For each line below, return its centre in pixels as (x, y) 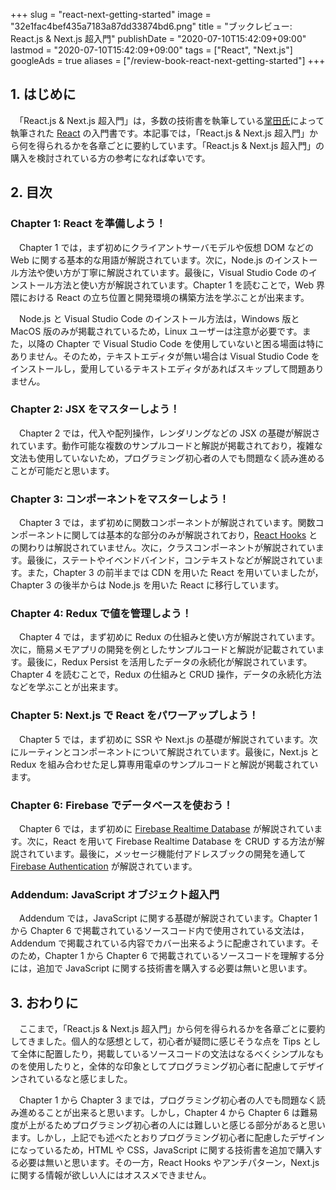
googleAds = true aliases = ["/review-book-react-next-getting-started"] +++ (168, 60)
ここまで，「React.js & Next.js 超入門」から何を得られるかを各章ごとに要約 (172, 1029)
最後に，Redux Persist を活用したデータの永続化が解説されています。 (169, 662)
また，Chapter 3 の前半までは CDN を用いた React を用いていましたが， (175, 573)
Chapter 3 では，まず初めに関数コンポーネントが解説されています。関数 (167, 523)
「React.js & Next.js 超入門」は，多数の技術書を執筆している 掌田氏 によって (171, 120)
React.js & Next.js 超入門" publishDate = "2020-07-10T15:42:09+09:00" (158, 38)
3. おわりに (44, 1002)
